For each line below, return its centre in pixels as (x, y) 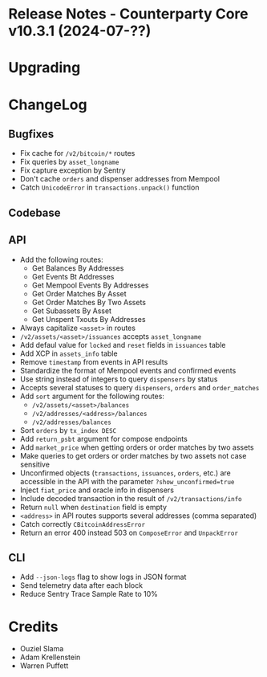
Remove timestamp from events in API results (94, 361)
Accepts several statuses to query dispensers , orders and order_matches (140, 387)
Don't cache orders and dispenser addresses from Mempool (120, 179)
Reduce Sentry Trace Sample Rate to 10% (89, 594)
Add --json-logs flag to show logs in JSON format (103, 577)
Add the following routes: (61, 259)
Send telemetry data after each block (81, 585)
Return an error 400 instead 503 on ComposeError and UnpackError (129, 532)
